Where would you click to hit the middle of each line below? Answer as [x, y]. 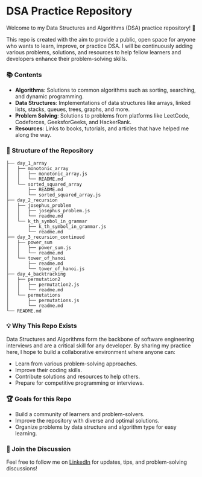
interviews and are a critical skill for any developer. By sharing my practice [99, 346]
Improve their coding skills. [49, 370]
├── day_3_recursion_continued [46, 237]
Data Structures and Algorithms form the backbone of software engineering [100, 339]
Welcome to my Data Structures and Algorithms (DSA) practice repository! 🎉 [101, 28]
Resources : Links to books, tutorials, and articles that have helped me [102, 128]
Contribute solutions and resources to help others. [77, 376]
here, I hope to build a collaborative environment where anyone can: [91, 352]
